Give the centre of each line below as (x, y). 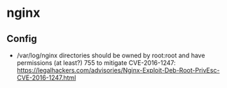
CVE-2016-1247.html (46, 78)
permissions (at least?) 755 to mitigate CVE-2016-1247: (96, 63)
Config (22, 39)
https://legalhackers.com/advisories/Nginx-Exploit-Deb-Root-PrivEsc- (118, 70)
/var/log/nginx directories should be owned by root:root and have (111, 55)
